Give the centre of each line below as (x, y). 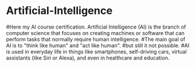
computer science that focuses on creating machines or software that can (95, 33)
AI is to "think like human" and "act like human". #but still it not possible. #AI (98, 45)
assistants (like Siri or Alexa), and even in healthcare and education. (88, 58)
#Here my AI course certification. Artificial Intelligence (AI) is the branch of (96, 27)
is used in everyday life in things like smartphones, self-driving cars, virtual (97, 51)
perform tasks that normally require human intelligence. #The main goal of (96, 39)
